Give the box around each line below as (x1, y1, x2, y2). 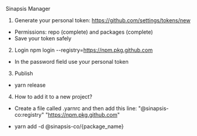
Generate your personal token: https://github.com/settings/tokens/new (14, 17, 191, 23)
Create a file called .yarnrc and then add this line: (14, 105, 137, 112)
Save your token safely (14, 35, 72, 42)
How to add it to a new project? (14, 93, 92, 100)
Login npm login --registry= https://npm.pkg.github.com (14, 46, 153, 54)
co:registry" (14, 111, 45, 118)
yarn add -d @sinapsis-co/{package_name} (14, 123, 124, 130)
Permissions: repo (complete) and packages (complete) (14, 28, 153, 36)
